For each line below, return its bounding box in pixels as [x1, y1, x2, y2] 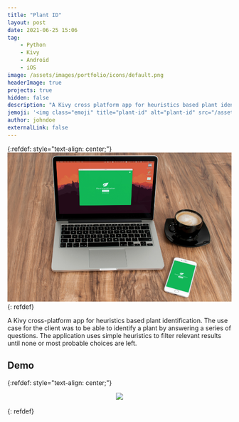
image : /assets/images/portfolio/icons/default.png [7, 71, 164, 78]
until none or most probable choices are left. [7, 339, 137, 347]
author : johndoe [7, 117, 55, 124]
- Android [20, 57, 50, 64]
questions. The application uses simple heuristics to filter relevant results [7, 331, 222, 339]
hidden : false [7, 94, 50, 101]
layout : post [7, 19, 46, 26]
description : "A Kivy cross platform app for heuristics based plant [7, 102, 218, 109]
